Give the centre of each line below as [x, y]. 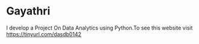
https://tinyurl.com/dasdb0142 [44, 34]
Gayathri [28, 11]
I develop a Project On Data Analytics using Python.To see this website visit [99, 28]
